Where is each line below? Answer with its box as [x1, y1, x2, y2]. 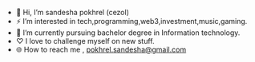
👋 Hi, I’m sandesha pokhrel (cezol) [15, 8, 130, 17]
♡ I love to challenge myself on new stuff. [15, 37, 155, 45]
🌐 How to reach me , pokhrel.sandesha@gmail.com [15, 45, 187, 54]
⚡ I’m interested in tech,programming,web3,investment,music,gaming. [15, 17, 248, 25]
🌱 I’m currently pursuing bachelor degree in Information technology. [15, 28, 241, 37]
